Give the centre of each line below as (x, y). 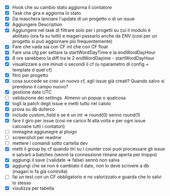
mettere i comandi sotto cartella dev (50, 143)
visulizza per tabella (33, 188)
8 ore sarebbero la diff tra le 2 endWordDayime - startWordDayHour (83, 58)
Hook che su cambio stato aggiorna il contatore (62, 7)
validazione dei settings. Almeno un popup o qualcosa (69, 97)
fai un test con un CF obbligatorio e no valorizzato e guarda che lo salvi (87, 177)
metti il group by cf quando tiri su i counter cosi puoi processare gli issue (89, 149)
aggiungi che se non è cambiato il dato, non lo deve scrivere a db (81, 166)
